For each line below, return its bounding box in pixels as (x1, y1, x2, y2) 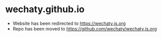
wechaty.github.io (5, 4, 85, 15)
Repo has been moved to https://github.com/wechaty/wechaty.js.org (12, 25, 157, 31)
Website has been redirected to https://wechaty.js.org (12, 20, 126, 26)
